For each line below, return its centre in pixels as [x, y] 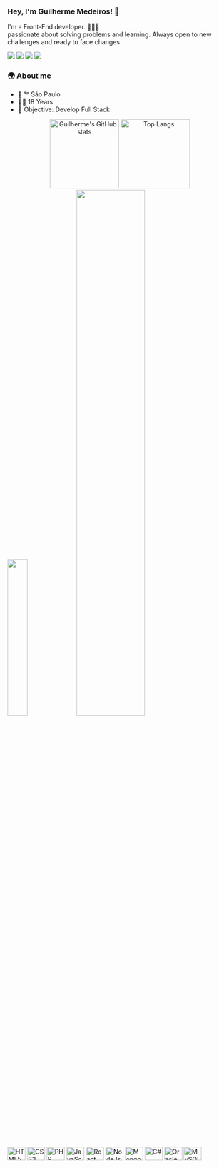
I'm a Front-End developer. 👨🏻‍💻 [54, 27]
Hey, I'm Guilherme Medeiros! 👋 [63, 11]
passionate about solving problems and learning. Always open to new [109, 34]
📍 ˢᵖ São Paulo [39, 94]
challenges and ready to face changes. [65, 42]
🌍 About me [29, 76]
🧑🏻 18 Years [35, 101]
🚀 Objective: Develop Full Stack [64, 109]
